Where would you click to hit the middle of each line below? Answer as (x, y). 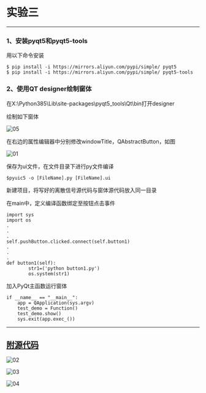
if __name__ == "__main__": (42, 297)
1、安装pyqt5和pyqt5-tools (47, 40)
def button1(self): (31, 263)
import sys (20, 215)
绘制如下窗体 (22, 116)
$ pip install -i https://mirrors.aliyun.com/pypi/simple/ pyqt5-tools (100, 72)
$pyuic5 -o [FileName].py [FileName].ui (59, 178)
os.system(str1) (49, 273)
